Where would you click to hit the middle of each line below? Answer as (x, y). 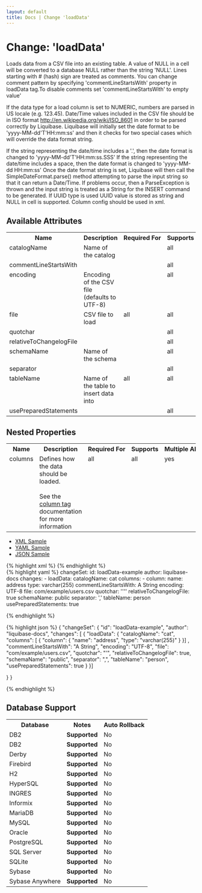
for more (51, 519)
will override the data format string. (50, 140)
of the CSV (99, 282)
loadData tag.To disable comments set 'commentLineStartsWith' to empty (97, 89)
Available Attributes (44, 221)
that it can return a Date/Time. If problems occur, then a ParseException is (98, 183)
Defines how (57, 459)
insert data (99, 393)
